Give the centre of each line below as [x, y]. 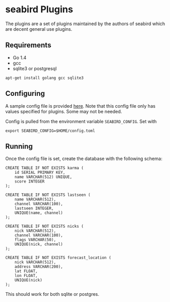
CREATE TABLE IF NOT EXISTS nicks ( [44, 227]
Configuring [25, 94]
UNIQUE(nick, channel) [39, 245]
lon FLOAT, [26, 276]
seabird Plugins [39, 9]
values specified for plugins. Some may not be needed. [64, 111]
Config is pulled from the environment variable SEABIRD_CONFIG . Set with [81, 121]
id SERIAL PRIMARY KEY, [40, 173]
